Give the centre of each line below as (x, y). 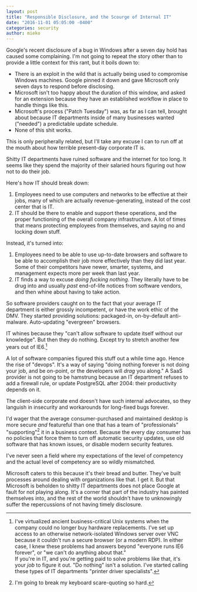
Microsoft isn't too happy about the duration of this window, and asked (100, 93)
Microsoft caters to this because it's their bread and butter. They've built (94, 473)
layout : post (22, 11)
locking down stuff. (38, 232)
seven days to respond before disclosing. (64, 86)
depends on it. (23, 389)
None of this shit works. (43, 130)
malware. (17, 322)
